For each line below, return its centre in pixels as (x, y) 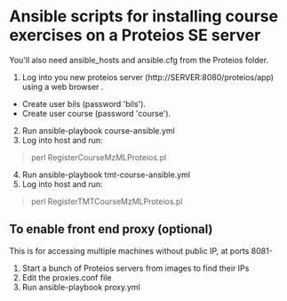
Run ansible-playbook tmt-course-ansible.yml (106, 175)
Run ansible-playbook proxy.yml (81, 287)
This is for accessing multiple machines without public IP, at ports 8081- (141, 250)
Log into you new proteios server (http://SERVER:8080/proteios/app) (147, 77)
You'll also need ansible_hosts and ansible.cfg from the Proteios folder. (139, 60)
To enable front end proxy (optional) (111, 229)
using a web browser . (63, 86)
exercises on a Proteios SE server (135, 35)
